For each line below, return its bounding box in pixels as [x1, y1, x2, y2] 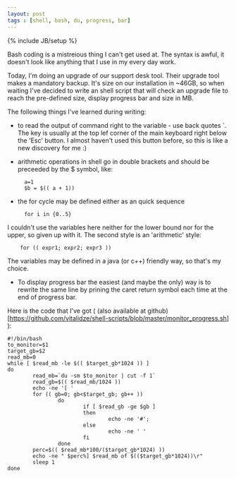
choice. [7, 264, 30, 273]
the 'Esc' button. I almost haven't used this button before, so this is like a [17, 136, 228, 145]
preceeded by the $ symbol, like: [17, 165, 113, 173]
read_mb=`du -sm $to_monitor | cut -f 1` [32, 372, 156, 379]
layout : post [7, 10, 46, 18]
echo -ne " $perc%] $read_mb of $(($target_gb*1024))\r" [32, 453, 203, 460]
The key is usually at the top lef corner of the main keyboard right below [17, 129, 228, 137]
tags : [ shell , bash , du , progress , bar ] [7, 17, 131, 24]
